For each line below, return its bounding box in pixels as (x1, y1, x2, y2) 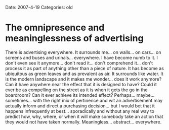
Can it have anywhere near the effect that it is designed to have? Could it (5, 81, 157, 87)
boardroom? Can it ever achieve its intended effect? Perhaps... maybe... (5, 92, 155, 98)
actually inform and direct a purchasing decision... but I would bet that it (5, 103, 155, 109)
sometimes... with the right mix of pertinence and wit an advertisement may (5, 97, 163, 103)
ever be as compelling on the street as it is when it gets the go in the (5, 87, 148, 93)
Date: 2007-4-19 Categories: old (5, 5, 73, 10)
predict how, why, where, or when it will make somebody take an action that (5, 113, 163, 119)
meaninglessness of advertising (5, 33, 144, 44)
